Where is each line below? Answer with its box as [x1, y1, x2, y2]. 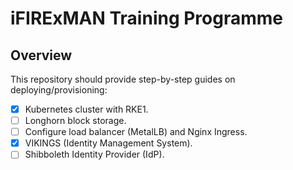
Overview [10, 47, 73, 64]
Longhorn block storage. [24, 115, 127, 127]
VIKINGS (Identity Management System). [24, 137, 193, 149]
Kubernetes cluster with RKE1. [24, 103, 149, 115]
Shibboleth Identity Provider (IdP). [24, 148, 165, 161]
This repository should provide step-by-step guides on [10, 73, 236, 85]
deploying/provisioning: [10, 84, 108, 96]
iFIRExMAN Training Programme [10, 7, 284, 30]
